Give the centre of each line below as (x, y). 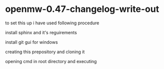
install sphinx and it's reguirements (41, 32)
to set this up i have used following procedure (52, 23)
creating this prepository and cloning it (45, 52)
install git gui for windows (32, 42)
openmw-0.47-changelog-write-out (82, 9)
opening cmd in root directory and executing (51, 61)
